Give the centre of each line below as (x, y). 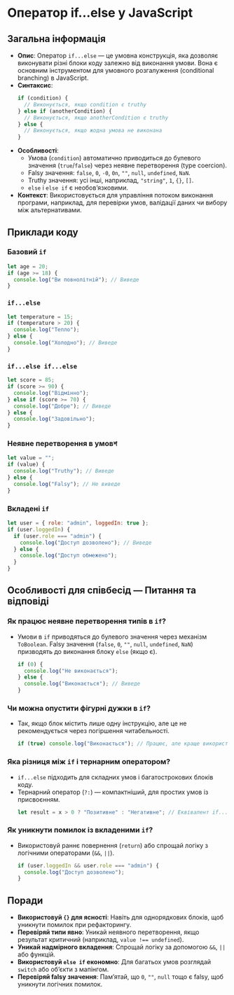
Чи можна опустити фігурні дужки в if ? (79, 708)
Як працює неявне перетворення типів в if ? (87, 621)
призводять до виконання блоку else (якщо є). (87, 651)
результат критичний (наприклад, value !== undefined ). (101, 940)
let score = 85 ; (31, 380)
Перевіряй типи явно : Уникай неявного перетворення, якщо (108, 932)
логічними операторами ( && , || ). (66, 853)
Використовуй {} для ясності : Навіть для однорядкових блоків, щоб (121, 917)
